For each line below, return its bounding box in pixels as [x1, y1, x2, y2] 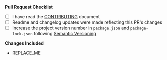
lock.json [12, 32, 33, 37]
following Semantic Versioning [34, 31, 96, 37]
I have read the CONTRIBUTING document [12, 14, 100, 19]
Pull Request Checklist [5, 4, 53, 10]
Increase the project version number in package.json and [12, 25, 129, 31]
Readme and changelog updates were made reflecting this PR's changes [12, 19, 162, 25]
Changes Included [5, 40, 44, 46]
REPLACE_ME [12, 50, 41, 56]
